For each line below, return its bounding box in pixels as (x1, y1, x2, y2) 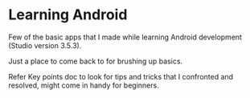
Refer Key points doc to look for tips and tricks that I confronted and (8, 71, 234, 81)
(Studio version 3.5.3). (8, 40, 82, 50)
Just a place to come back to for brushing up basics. (8, 56, 183, 66)
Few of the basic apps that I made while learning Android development (8, 32, 243, 42)
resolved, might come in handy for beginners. (8, 80, 159, 90)
